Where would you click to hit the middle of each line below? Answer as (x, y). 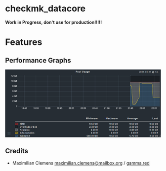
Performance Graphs (38, 60)
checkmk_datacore (45, 9)
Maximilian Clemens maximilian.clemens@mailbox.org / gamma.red (81, 163)
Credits (17, 151)
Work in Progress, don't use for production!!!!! (54, 22)
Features (24, 42)
